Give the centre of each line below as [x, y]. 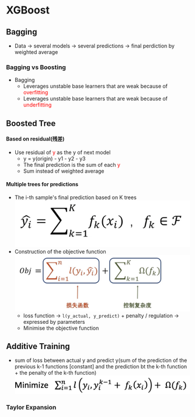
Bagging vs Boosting [36, 67]
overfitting [36, 93]
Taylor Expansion [31, 408]
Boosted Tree [31, 123]
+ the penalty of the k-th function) [55, 373]
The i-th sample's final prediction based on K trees [76, 197]
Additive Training [38, 346]
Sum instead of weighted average [64, 171]
